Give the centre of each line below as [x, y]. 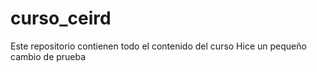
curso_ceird [61, 18]
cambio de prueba [48, 56]
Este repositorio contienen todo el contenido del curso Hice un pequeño [158, 46]
